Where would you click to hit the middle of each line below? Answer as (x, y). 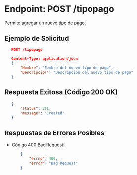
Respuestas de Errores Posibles (55, 133)
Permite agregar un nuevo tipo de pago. (45, 23)
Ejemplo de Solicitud (37, 38)
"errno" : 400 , (43, 159)
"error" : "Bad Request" (53, 163)
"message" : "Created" (42, 113)
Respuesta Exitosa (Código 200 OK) (61, 92)
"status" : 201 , (36, 108)
